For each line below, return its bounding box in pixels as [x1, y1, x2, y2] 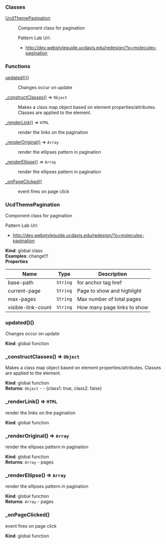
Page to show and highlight [76, 287, 142, 294]
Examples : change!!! [5, 253, 49, 259]
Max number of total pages [76, 295, 142, 302]
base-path [8, 279, 34, 286]
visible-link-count [8, 304, 52, 311]
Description [98, 270, 128, 277]
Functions [5, 63, 30, 70]
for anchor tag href [76, 279, 122, 286]
